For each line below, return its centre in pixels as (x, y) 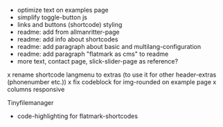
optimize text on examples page (63, 10)
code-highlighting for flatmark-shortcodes (78, 116)
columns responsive (36, 89)
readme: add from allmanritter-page (68, 32)
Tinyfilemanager (30, 102)
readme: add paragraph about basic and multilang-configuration (109, 47)
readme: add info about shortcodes (68, 39)
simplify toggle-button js (52, 17)
